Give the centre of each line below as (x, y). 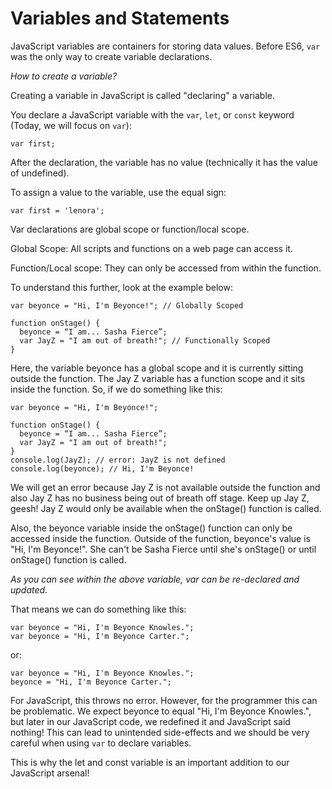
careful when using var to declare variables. (101, 743)
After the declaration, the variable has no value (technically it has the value (164, 162)
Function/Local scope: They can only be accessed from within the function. (166, 268)
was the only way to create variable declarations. (111, 56)
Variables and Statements (120, 18)
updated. (29, 589)
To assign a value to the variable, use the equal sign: (118, 192)
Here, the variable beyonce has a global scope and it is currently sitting (157, 368)
